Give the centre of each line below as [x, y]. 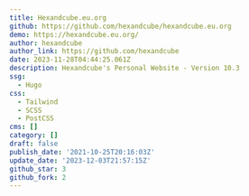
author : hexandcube [46, 43]
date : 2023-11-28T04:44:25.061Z [70, 60]
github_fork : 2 [38, 177]
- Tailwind [38, 102]
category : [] [34, 135]
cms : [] [24, 127]
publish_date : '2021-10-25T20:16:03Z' [82, 152]
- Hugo [30, 85]
